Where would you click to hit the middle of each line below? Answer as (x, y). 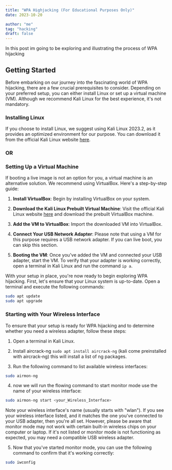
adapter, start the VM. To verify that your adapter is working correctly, (87, 261)
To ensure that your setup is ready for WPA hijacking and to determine (80, 326)
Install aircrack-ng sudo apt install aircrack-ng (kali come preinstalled (89, 351)
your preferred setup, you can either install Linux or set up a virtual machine (86, 93)
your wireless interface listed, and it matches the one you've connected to (84, 416)
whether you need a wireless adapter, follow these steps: (66, 331)
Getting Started (31, 70)
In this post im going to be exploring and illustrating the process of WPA (81, 48)
